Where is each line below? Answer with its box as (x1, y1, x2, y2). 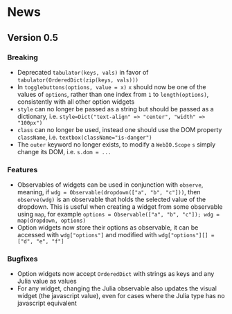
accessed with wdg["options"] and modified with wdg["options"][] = (17, 231, 215, 239)
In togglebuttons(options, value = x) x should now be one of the (17, 82, 206, 91)
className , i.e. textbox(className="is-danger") (17, 133, 152, 141)
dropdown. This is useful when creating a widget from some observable (17, 203, 223, 211)
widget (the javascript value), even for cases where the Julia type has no (17, 292, 225, 300)
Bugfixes (7, 254, 38, 264)
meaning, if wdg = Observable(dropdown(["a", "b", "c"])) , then (17, 188, 201, 196)
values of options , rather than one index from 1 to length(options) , (17, 90, 209, 98)
